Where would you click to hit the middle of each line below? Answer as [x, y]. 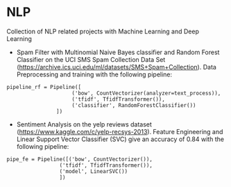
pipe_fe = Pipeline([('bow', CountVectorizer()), [80, 159]
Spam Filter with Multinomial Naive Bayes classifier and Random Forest [118, 52]
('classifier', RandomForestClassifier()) [134, 105]
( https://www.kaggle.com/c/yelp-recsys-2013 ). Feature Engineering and [120, 131]
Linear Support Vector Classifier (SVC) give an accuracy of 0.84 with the [120, 139]
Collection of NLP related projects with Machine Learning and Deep [103, 31]
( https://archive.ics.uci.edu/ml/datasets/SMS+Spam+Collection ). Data [116, 67]
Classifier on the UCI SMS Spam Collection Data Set [91, 59]
